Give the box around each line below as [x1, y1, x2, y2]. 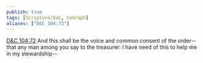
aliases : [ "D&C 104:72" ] [6, 20, 70, 26]
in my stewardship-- [6, 50, 57, 57]
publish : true [6, 9, 43, 15]
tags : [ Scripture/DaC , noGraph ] [6, 15, 89, 21]
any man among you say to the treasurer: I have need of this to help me [17, 43, 197, 51]
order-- [177, 37, 197, 45]
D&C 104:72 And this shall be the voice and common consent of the [6, 37, 177, 45]
